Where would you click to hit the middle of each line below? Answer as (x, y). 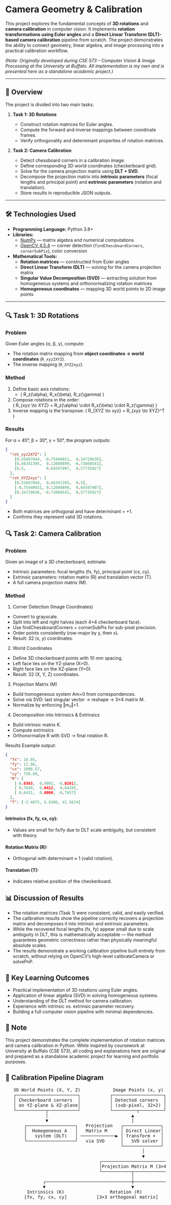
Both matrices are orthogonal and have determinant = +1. (73, 512)
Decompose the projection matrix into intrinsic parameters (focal (89, 177)
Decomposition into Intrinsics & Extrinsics (56, 715)
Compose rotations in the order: (46, 399)
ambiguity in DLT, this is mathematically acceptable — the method (82, 935)
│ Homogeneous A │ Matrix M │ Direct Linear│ (94, 1131)
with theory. (25, 836)
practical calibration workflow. (37, 51)
